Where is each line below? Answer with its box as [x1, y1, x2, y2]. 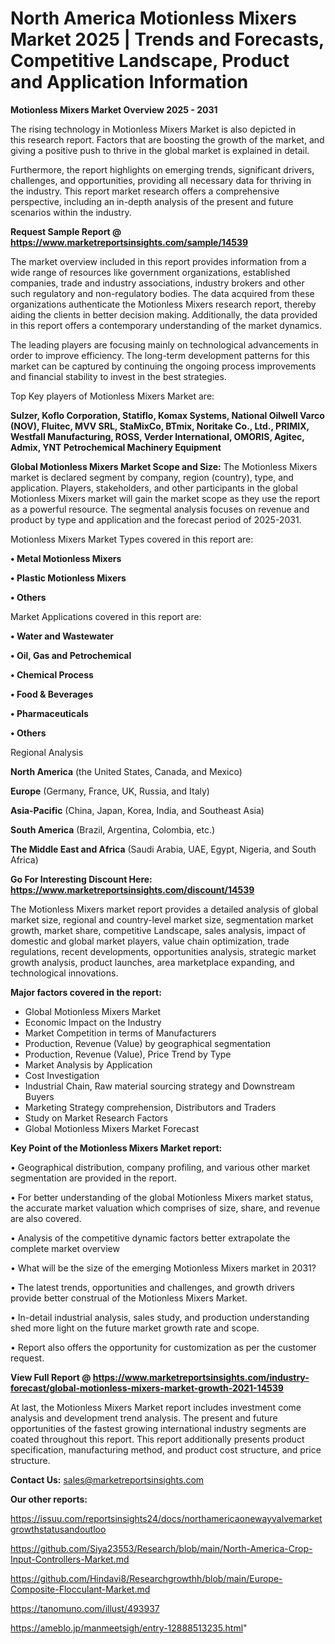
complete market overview [10, 1242, 120, 1254]
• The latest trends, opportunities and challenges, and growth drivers [10, 1281, 295, 1293]
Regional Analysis [10, 746, 84, 758]
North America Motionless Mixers [10, 7, 297, 30]
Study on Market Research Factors [24, 1112, 168, 1124]
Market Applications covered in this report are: [10, 610, 202, 622]
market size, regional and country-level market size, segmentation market [10, 913, 314, 926]
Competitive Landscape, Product [10, 50, 290, 72]
